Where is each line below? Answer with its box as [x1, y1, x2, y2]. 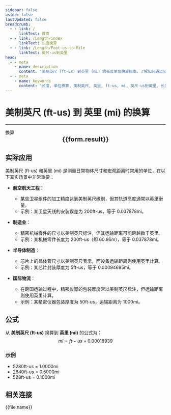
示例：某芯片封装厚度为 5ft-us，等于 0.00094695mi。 [20, 264, 134, 270]
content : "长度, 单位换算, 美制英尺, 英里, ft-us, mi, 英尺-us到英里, [18, 83, 159, 88]
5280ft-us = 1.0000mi [12, 364, 59, 370]
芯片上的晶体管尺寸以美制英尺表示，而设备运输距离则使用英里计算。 [20, 258, 163, 264]
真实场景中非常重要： [9, 174, 54, 180]
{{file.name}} [5, 404, 33, 410]
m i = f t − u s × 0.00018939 [58, 338, 113, 344]
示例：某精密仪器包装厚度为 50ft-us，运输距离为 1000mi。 [20, 299, 143, 305]
